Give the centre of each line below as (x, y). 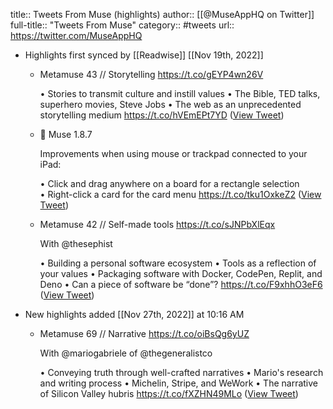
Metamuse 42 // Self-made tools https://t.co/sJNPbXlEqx (157, 224)
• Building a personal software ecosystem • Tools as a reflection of (178, 263)
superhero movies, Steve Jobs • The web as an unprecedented (170, 104)
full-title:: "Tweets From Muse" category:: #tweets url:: (122, 25)
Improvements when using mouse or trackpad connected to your (173, 153)
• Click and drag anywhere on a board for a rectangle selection (169, 183)
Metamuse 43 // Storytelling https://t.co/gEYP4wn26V (151, 74)
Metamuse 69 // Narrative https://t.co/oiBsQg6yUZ (144, 333)
